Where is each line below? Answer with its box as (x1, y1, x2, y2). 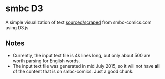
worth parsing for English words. (12, 58, 80, 64)
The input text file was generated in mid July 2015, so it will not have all (12, 63, 160, 69)
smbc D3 (5, 3, 44, 14)
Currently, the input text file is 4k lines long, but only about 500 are (12, 52, 151, 58)
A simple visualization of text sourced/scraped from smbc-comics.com (5, 19, 152, 25)
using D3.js (5, 24, 29, 30)
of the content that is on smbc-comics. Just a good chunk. (12, 68, 134, 74)
